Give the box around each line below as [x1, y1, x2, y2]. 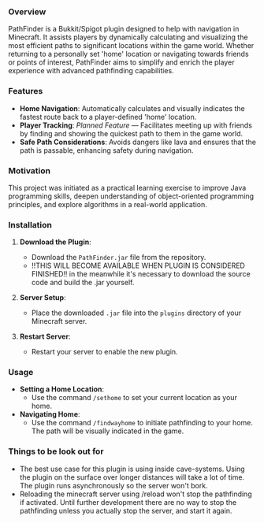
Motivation [8, 165, 51, 176]
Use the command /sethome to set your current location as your [31, 393, 238, 402]
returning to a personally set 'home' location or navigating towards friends [8, 50, 250, 59]
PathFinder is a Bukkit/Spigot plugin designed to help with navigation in [8, 24, 240, 34]
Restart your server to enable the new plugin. [31, 347, 179, 357]
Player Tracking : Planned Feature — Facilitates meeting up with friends [19, 121, 252, 130]
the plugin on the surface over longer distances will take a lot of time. [19, 472, 245, 482]
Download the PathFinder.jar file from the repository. [31, 253, 206, 262]
